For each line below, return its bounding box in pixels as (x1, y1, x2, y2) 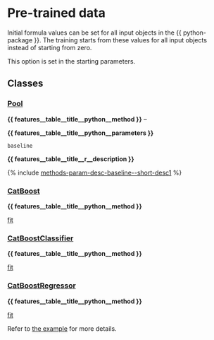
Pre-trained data (7, 5, 106, 21)
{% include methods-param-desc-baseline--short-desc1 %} (7, 168, 182, 177)
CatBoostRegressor (7, 281, 76, 291)
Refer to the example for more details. (7, 324, 118, 333)
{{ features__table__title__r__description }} (7, 154, 134, 163)
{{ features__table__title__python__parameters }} (7, 129, 154, 137)
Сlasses (7, 78, 44, 90)
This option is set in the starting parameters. (7, 57, 136, 65)
